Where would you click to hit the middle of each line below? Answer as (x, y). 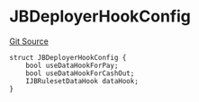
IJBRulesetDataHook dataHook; (82, 81)
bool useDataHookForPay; (72, 65)
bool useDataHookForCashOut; (80, 73)
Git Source (29, 41)
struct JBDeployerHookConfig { (68, 57)
